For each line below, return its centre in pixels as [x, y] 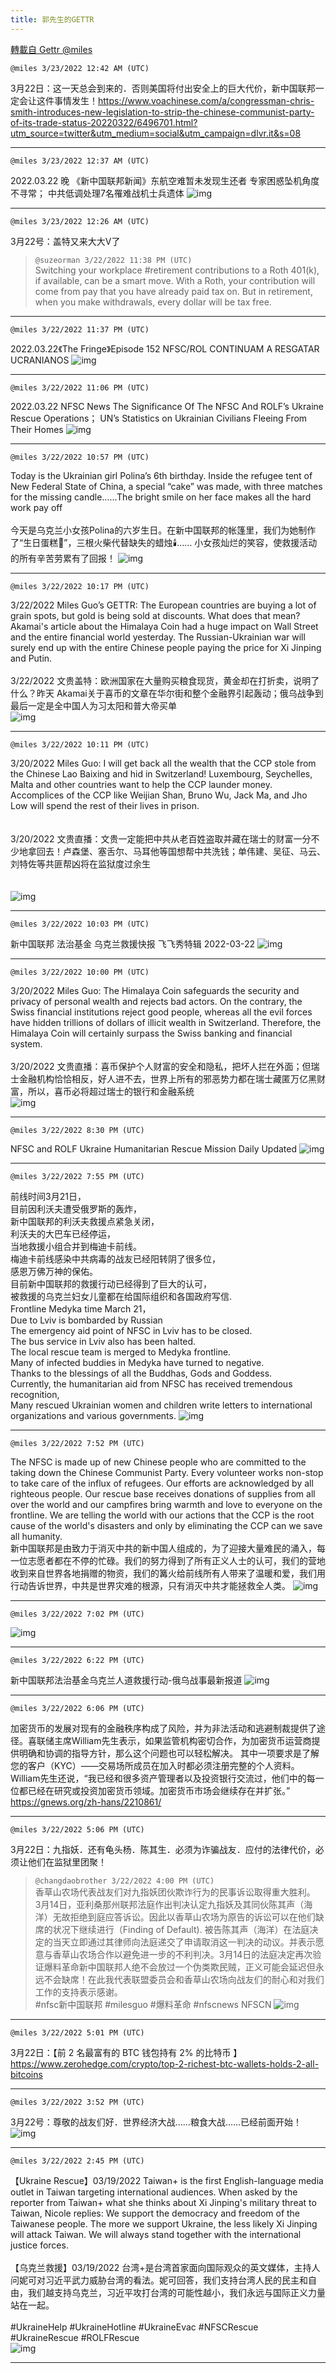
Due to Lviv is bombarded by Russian [86, 1320]
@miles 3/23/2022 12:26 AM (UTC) [80, 221]
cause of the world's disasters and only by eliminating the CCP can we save [166, 1525]
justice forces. [39, 2245]
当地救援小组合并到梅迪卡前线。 [76, 1246]
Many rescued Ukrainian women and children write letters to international [161, 1405]
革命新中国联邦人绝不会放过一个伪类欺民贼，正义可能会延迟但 [188, 1967]
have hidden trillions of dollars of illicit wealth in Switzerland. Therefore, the [166, 1022]
